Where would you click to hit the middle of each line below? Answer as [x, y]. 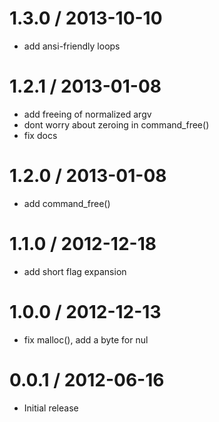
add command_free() [67, 203]
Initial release [51, 408]
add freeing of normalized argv [87, 114]
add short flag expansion [75, 271]
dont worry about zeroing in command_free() [116, 124]
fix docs [40, 135]
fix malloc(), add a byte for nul [86, 339]
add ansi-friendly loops [72, 46]
